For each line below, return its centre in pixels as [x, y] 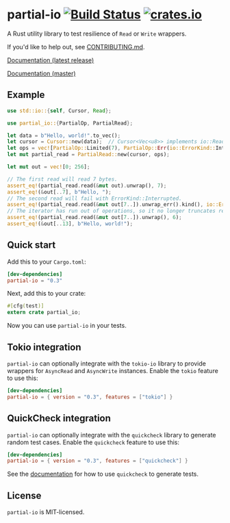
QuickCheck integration [59, 419]
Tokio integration [44, 347]
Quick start [31, 245]
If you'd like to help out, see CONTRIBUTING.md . [76, 47]
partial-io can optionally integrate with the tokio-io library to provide [107, 363]
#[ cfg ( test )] [26, 306]
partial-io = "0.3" [35, 281]
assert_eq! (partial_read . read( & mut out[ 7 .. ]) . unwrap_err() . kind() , [105, 205]
